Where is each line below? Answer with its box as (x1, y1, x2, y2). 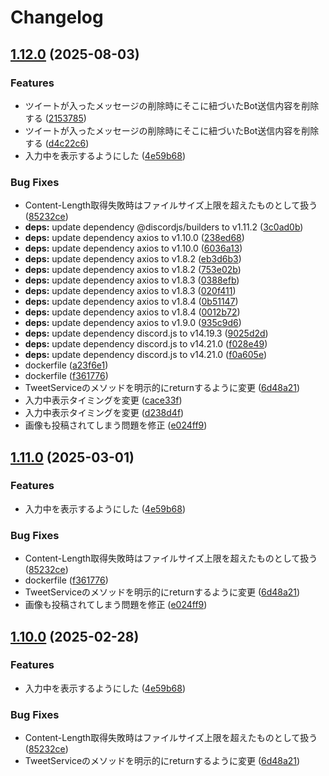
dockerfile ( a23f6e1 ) (24, 359, 109, 371)
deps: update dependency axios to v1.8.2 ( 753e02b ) (24, 264, 242, 276)
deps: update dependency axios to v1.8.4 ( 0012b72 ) (24, 306, 241, 318)
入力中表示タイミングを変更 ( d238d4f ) (24, 407, 185, 419)
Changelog (10, 6, 104, 29)
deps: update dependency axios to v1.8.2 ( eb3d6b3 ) (24, 253, 242, 265)
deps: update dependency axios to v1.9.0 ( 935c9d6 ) (24, 317, 242, 329)
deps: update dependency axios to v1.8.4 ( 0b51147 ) (24, 296, 239, 308)
